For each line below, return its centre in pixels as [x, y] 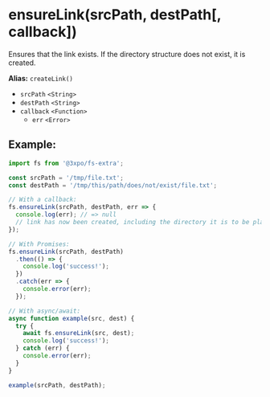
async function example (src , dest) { [72, 318]
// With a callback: [43, 200]
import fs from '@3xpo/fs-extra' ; [66, 163]
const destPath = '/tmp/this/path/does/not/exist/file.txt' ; [113, 185]
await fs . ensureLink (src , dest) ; [79, 334]
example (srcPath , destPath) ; [57, 385]
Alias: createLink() [41, 78]
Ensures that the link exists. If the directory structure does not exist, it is [127, 54]
